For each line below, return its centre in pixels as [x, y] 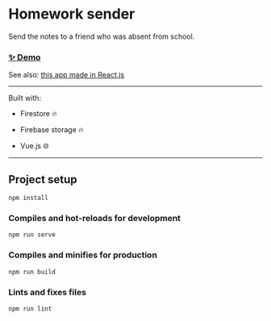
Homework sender [72, 14]
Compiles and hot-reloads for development [95, 218]
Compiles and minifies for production [83, 255]
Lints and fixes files [48, 292]
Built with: [25, 98]
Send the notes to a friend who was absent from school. [102, 36]
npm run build [32, 272]
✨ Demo [25, 57]
